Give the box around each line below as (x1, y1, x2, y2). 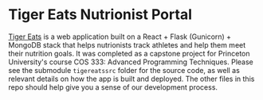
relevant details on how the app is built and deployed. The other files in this (8, 74, 255, 83)
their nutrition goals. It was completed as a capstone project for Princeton (8, 48, 250, 58)
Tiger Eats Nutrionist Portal (8, 6, 193, 24)
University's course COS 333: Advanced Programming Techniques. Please (8, 57, 253, 67)
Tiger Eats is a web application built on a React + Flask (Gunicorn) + (8, 32, 232, 41)
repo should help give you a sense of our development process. (8, 82, 218, 92)
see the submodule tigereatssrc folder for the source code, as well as (8, 65, 241, 75)
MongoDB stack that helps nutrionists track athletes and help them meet (8, 40, 246, 49)
